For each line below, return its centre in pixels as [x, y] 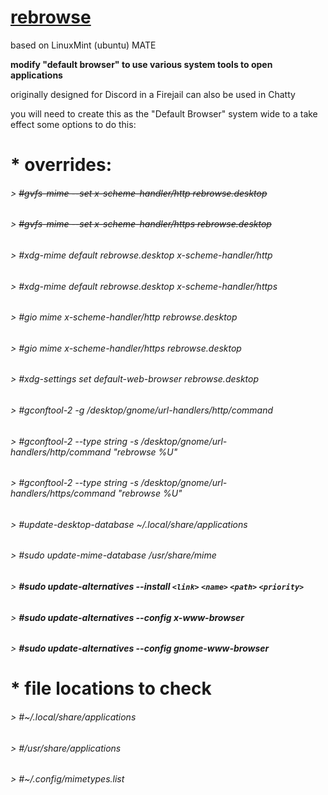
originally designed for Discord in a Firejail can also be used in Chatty [153, 94]
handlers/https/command [63, 493]
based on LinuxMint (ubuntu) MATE [83, 45]
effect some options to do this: [73, 124]
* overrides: [61, 165]
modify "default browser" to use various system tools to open [141, 64]
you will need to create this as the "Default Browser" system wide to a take [164, 113]
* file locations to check [111, 688]
